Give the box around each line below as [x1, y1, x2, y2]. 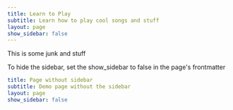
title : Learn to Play [7, 10, 71, 18]
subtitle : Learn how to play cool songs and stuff [7, 17, 160, 24]
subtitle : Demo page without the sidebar [7, 83, 131, 90]
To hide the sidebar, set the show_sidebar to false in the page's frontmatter [7, 63, 226, 71]
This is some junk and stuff [7, 49, 86, 58]
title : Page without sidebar [7, 77, 93, 84]
